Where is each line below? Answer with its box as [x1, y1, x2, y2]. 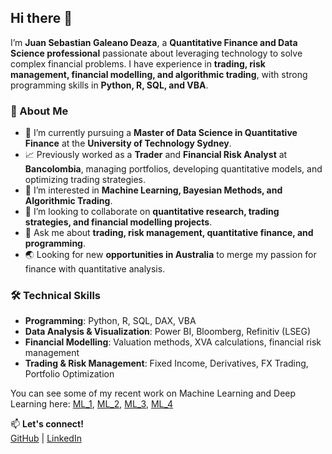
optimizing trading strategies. [24, 174, 147, 186]
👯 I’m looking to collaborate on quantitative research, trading [24, 206, 280, 218]
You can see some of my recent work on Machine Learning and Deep [10, 387, 297, 400]
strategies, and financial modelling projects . [24, 216, 213, 228]
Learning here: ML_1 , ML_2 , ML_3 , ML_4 [10, 398, 174, 410]
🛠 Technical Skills [10, 289, 102, 303]
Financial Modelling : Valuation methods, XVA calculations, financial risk [24, 336, 322, 348]
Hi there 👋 [10, 10, 73, 27]
